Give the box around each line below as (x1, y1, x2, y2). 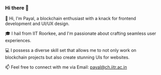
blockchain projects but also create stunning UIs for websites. (5, 54, 130, 60)
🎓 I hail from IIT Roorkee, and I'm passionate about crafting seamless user (5, 30, 157, 36)
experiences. (5, 38, 32, 44)
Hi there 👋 (5, 4, 29, 11)
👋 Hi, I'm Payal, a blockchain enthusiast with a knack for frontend (5, 16, 136, 22)
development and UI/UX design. (5, 21, 69, 26)
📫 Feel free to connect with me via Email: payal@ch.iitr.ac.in (5, 64, 127, 70)
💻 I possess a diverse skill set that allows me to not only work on (5, 48, 137, 53)
